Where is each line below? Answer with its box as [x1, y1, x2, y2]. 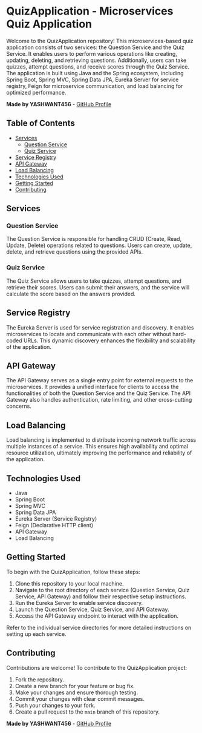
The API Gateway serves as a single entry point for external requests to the [6, 377, 194, 384]
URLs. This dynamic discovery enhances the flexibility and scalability [23, 337, 196, 344]
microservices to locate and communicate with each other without [6, 330, 171, 337]
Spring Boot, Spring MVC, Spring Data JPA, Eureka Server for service [6, 76, 179, 83]
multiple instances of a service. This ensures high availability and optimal [6, 443, 189, 450]
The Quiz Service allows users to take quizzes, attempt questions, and [6, 277, 181, 285]
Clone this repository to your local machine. [15, 579, 124, 587]
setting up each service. [6, 630, 67, 638]
